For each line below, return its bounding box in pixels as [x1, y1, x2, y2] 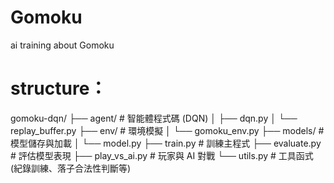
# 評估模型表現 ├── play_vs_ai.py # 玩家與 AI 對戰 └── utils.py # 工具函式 [10, 149, 314, 161]
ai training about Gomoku [10, 39, 115, 51]
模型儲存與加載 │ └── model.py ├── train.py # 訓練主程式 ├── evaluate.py [10, 137, 322, 149]
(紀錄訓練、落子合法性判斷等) [10, 162, 132, 174]
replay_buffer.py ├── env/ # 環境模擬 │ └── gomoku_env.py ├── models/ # [10, 124, 325, 136]
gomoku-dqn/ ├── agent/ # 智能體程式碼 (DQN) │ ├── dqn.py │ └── [10, 112, 298, 124]
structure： [10, 77, 108, 100]
